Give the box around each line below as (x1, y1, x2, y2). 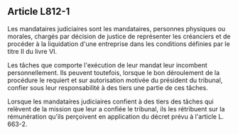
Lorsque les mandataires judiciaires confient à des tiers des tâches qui (7, 97, 215, 106)
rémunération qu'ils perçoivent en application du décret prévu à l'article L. (7, 112, 224, 121)
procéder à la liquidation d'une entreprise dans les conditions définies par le (7, 39, 230, 48)
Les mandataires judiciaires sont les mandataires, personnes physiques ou (7, 24, 226, 33)
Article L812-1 (7, 6, 70, 18)
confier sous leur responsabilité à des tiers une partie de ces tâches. (7, 83, 208, 91)
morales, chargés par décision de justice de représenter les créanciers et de (7, 32, 231, 40)
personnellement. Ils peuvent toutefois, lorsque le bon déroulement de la (7, 68, 220, 77)
